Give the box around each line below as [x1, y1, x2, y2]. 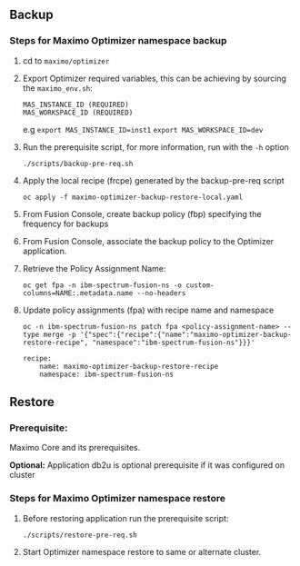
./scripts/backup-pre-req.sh [22, 159, 134, 168]
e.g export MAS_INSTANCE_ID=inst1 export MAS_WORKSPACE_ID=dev [22, 124, 264, 134]
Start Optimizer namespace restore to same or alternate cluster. [22, 546, 262, 557]
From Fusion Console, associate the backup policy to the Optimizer [22, 235, 275, 246]
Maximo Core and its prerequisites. [9, 442, 141, 453]
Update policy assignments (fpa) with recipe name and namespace [22, 304, 275, 315]
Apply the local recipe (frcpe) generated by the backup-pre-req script [22, 174, 285, 185]
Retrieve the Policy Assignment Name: [22, 263, 166, 273]
